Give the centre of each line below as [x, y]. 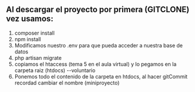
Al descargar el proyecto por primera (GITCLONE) [98, 10]
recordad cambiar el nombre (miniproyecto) [67, 83]
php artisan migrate [38, 57]
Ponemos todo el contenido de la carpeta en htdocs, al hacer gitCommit [101, 76]
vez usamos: [30, 19]
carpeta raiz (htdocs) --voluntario [55, 70]
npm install [28, 39]
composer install [34, 33]
